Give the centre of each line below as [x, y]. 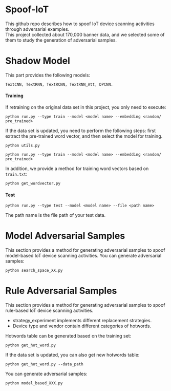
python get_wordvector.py [33, 183]
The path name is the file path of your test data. [56, 215]
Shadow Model [38, 61]
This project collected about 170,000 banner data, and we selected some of [85, 34]
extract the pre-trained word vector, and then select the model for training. [84, 136]
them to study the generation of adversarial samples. [61, 40]
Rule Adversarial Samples [61, 291]
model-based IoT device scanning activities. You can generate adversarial [83, 256]
